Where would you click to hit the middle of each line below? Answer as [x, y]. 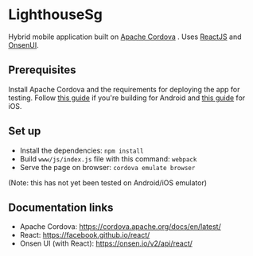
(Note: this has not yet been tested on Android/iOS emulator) [108, 182]
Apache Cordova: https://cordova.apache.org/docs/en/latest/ [120, 227]
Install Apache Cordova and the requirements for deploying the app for [124, 89]
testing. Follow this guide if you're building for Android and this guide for [127, 98]
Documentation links [61, 207]
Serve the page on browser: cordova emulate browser [107, 167]
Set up [25, 132]
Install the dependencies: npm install [82, 150]
